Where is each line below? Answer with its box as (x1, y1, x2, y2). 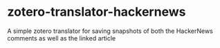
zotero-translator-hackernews (7, 4, 186, 20)
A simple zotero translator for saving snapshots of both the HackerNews (7, 27, 213, 35)
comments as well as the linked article (7, 34, 116, 42)
